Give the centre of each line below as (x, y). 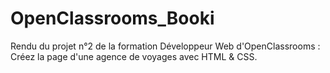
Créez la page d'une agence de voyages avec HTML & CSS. (134, 56)
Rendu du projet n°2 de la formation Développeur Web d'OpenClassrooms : (165, 46)
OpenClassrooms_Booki (112, 18)
